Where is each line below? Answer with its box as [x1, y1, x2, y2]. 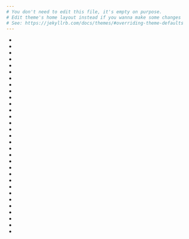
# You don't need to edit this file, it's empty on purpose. [6, 8, 163, 15]
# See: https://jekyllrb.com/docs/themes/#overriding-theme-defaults [6, 20, 184, 26]
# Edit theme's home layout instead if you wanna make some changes [6, 14, 181, 20]
